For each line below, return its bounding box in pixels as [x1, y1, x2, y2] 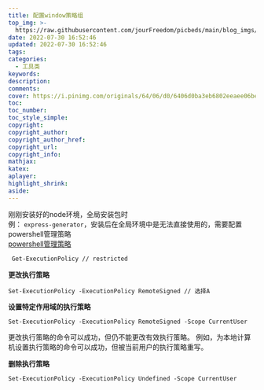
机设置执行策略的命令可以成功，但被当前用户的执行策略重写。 [8, 342, 208, 351]
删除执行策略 [8, 359, 49, 368]
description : [8, 77, 51, 85]
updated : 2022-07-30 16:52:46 [8, 41, 108, 49]
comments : [8, 84, 41, 93]
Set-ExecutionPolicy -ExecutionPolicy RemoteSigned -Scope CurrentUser [8, 318, 247, 326]
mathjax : [8, 158, 37, 166]
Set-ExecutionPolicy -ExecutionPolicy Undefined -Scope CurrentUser [8, 374, 237, 382]
